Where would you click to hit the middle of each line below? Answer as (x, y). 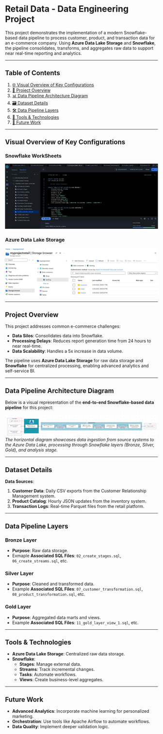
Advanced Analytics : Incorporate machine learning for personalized (81, 711)
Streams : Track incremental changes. (57, 670)
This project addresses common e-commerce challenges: (63, 326)
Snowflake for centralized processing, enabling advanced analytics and (77, 366)
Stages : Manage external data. (50, 664)
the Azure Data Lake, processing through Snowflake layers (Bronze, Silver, (80, 445)
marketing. (23, 717)
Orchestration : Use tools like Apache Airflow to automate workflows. (81, 721)
